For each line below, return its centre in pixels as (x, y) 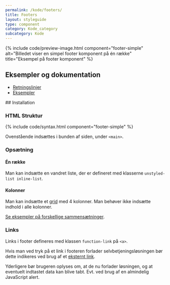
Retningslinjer (27, 87)
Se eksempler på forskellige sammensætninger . (55, 217)
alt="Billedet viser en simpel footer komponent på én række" (69, 53)
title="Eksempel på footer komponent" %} (49, 59)
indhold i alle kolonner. (29, 207)
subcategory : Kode (25, 34)
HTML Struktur (24, 116)
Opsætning (20, 150)
